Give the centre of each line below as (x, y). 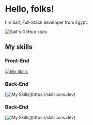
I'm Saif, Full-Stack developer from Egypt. (46, 22)
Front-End (17, 61)
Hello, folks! (30, 9)
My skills (19, 47)
